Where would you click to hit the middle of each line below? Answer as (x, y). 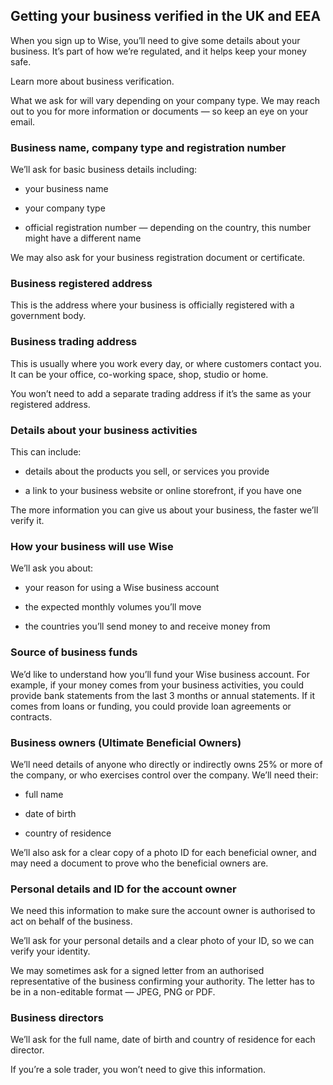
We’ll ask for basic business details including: (104, 170)
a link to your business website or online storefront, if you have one (163, 490)
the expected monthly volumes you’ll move (113, 607)
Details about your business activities (104, 430)
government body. (48, 316)
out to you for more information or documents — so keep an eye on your (159, 111)
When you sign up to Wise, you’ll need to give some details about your (155, 40)
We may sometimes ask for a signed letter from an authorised (137, 971)
